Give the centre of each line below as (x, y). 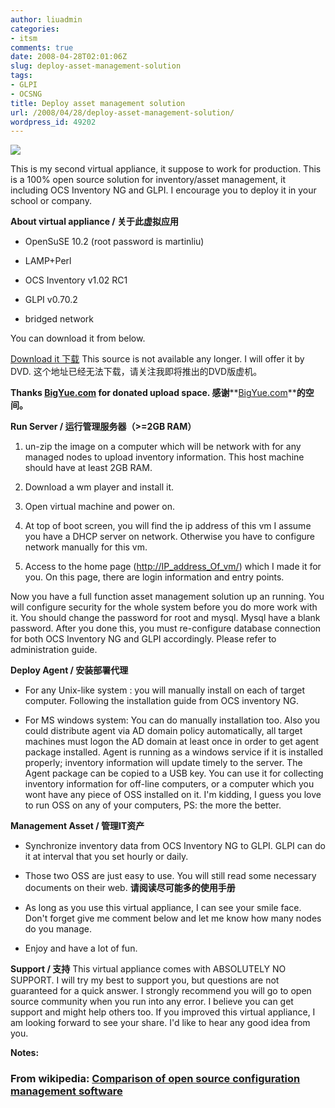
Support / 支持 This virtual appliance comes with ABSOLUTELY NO (148, 969)
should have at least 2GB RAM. (88, 468)
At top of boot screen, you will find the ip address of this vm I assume (168, 526)
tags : (21, 76)
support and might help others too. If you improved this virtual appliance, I (163, 1012)
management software (66, 1091)
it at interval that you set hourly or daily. (106, 857)
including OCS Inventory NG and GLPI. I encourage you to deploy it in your (163, 190)
